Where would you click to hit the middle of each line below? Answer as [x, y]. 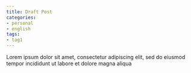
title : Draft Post [29, 12]
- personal [20, 23]
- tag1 [14, 40]
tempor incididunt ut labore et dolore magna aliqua [69, 63]
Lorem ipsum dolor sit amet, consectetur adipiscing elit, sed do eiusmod [96, 57]
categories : [21, 17]
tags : [13, 34]
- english [19, 29]
